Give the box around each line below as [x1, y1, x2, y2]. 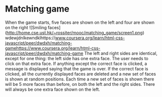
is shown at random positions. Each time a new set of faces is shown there [5, 76, 154, 82]
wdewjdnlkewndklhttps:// [5, 35, 55, 41]
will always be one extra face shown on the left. [5, 86, 100, 92]
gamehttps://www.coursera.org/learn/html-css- [5, 45, 101, 51]
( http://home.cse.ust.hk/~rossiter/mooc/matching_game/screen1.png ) [5, 30, 145, 35]
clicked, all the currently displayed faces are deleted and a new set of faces [5, 71, 156, 77]
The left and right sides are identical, [84, 50, 158, 56]
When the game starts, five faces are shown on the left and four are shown [5, 19, 155, 25]
